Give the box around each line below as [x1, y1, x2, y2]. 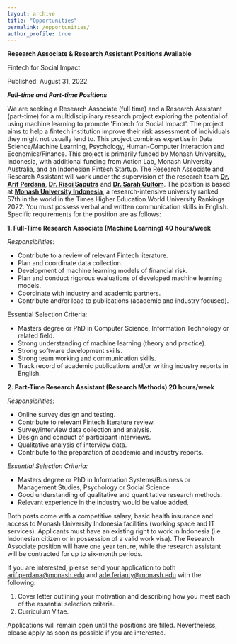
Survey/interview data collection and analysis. [17, 426, 152, 434]
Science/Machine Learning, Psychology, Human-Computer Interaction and [7, 143, 225, 151]
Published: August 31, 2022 [7, 77, 88, 86]
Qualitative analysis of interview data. [17, 440, 127, 449]
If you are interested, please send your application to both [7, 563, 176, 572]
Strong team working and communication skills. [17, 354, 157, 362]
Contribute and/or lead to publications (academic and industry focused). [17, 296, 229, 305]
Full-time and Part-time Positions [7, 91, 108, 99]
